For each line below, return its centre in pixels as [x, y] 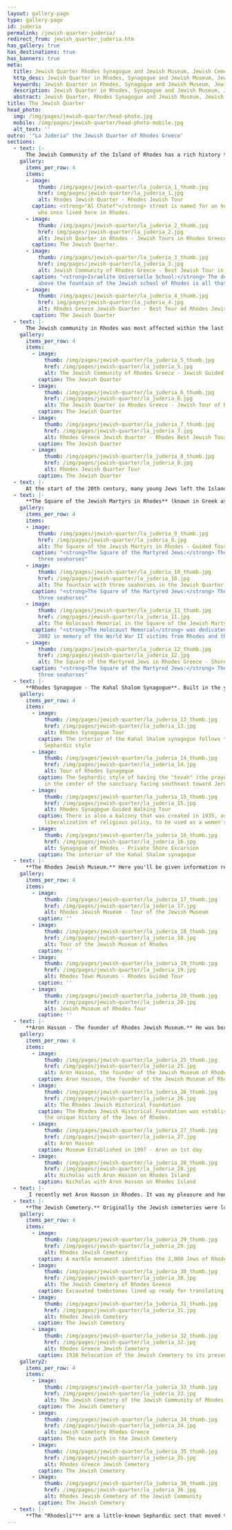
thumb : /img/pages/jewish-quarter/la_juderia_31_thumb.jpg [130, 1304]
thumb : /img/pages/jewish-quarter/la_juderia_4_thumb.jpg [123, 296]
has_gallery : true [33, 46]
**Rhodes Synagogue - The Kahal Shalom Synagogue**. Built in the [123, 688]
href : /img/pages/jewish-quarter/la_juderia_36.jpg [120, 1490]
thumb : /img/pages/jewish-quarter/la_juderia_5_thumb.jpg [129, 360]
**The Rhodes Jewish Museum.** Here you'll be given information [121, 867]
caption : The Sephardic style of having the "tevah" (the [123, 777]
